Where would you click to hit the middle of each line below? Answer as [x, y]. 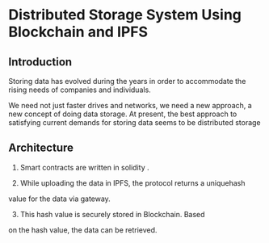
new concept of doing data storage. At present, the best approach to [123, 114]
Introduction [40, 62]
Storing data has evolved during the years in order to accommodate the [127, 81]
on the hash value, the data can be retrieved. [83, 230]
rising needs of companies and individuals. [80, 90]
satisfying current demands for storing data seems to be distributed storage [134, 122]
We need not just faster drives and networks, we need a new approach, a [130, 105]
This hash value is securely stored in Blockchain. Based [112, 214]
